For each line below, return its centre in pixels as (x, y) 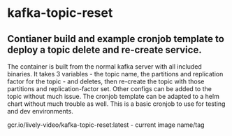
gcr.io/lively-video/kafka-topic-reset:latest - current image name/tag (106, 125)
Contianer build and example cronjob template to (116, 39)
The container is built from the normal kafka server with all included (105, 67)
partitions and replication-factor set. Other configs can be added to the (109, 89)
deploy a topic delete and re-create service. (104, 49)
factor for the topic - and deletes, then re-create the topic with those (106, 81)
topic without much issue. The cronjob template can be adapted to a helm (114, 96)
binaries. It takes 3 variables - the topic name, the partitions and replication (115, 74)
